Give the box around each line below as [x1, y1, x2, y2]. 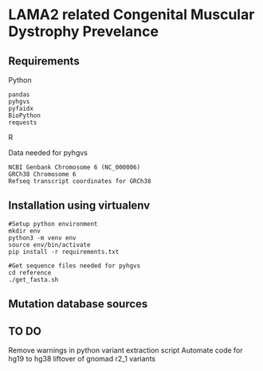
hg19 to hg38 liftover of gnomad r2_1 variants [8, 354, 156, 364]
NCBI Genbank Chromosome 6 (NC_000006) [8, 163, 141, 171]
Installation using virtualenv [8, 199, 151, 213]
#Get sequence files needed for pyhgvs [8, 261, 141, 270]
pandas [8, 91, 30, 99]
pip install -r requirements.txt [8, 248, 120, 256]
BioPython [8, 111, 41, 119]
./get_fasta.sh [8, 275, 59, 283]
